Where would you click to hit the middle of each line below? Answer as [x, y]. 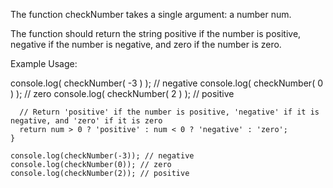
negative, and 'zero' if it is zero [86, 121]
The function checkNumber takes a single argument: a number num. [151, 14]
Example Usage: [44, 63]
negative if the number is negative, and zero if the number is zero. [146, 44]
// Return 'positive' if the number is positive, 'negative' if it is [169, 112]
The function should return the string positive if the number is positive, [156, 33]
